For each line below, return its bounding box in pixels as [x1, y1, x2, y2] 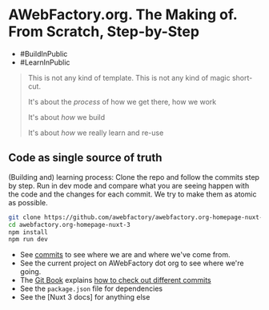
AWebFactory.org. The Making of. [8, 6, 238, 24]
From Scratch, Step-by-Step [8, 22, 200, 41]
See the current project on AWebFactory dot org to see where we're [19, 258, 244, 268]
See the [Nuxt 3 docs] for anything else [19, 292, 151, 302]
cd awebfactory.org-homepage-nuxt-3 [8, 221, 130, 229]
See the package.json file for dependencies [19, 284, 163, 293]
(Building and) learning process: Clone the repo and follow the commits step [8, 172, 260, 181]
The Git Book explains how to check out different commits [19, 276, 211, 285]
